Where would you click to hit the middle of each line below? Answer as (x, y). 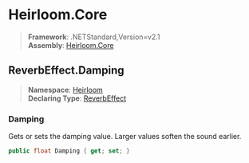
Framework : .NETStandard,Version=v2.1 (94, 37)
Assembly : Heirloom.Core (71, 45)
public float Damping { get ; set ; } (69, 151)
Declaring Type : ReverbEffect (77, 98)
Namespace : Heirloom (65, 89)
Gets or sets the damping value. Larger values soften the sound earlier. (125, 137)
